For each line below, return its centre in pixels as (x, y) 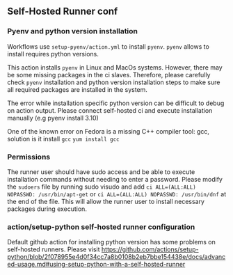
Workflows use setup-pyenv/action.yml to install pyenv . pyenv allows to (109, 46)
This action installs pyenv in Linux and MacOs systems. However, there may (115, 67)
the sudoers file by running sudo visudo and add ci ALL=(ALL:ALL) (102, 187)
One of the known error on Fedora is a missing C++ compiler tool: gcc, (109, 131)
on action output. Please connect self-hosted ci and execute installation (110, 110)
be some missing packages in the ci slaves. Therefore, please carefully (109, 74)
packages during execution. (47, 209)
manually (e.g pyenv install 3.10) (53, 118)
